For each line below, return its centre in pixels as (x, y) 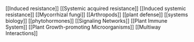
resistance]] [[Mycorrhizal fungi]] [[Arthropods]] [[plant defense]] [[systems (97, 15)
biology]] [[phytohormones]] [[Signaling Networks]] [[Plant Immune (87, 21)
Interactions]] (22, 33)
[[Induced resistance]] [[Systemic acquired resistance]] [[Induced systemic (96, 8)
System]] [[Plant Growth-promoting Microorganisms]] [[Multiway (83, 27)
